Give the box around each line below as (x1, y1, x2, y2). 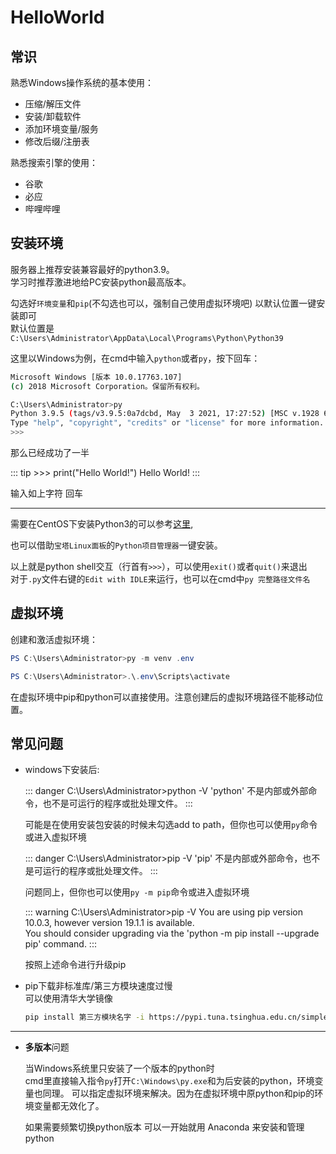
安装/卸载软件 (24, 111, 82, 122)
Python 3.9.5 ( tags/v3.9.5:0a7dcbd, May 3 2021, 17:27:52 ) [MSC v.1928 (10, 409, 320, 419)
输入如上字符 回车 (10, 487, 83, 500)
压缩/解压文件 (24, 98, 82, 110)
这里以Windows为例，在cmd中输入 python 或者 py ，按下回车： (10, 352, 261, 364)
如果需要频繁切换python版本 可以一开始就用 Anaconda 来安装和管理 (24, 1121, 305, 1133)
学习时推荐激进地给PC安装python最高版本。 (10, 276, 192, 288)
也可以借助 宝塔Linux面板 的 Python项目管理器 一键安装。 (10, 539, 223, 551)
